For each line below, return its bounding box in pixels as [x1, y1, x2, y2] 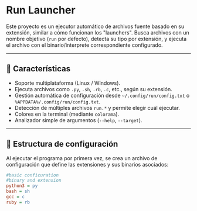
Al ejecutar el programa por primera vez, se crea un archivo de [6, 154, 158, 161]
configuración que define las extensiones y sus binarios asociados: [6, 161, 169, 168]
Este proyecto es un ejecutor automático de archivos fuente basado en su [6, 23, 185, 30]
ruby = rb [6, 199, 30, 205]
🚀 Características [6, 64, 71, 74]
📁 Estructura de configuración [6, 139, 118, 149]
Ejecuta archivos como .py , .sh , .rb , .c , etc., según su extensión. [14, 85, 173, 92]
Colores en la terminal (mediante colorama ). [14, 110, 120, 117]
